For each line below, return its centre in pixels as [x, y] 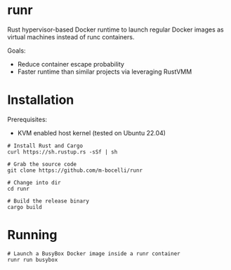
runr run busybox [33, 259]
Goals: [16, 50]
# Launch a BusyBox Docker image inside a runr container [94, 254]
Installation [41, 100]
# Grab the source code [42, 164]
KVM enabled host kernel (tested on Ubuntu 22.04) [92, 133]
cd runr [19, 189]
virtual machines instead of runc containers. [71, 36]
